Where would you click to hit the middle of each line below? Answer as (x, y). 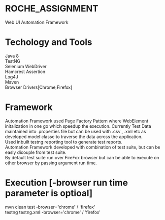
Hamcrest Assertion (25, 72)
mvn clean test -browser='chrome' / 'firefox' (50, 207)
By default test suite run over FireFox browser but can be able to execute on (82, 157)
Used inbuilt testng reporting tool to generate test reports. (64, 142)
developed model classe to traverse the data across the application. (74, 137)
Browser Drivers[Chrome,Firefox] (39, 87)
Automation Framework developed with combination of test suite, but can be (83, 147)
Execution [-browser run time (66, 183)
